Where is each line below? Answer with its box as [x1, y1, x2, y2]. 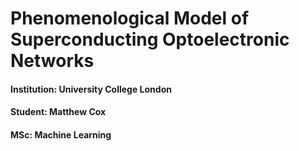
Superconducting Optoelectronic [10, 28, 290, 51]
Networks [10, 50, 95, 72]
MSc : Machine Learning [10, 128, 112, 141]
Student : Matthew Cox [10, 106, 107, 118]
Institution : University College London [10, 83, 172, 95]
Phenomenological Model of [10, 7, 250, 30]
